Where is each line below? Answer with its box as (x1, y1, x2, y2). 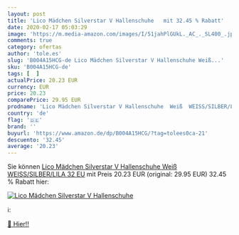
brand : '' (7, 122, 37, 130)
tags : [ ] (7, 70, 40, 77)
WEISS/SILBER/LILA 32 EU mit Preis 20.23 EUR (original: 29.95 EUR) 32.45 (7, 170, 227, 179)
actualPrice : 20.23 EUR (7, 76, 78, 84)
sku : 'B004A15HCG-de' (7, 63, 72, 70)
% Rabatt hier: (7, 177, 50, 186)
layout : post (7, 10, 46, 18)
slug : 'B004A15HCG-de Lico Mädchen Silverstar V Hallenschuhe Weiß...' (7, 57, 224, 64)
